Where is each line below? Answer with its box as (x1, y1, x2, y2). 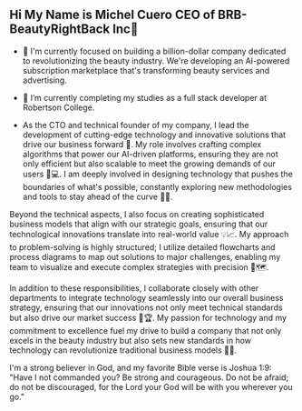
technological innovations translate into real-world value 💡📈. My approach (9, 228, 289, 239)
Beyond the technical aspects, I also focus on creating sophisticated (9, 208, 265, 219)
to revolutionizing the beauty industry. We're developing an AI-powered (22, 55, 290, 66)
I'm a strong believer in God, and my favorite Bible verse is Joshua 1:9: (9, 362, 272, 373)
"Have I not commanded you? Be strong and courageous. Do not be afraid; (9, 372, 289, 383)
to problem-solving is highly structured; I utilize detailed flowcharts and (9, 241, 276, 253)
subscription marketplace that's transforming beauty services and (22, 65, 270, 75)
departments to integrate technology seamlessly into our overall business (9, 292, 284, 303)
